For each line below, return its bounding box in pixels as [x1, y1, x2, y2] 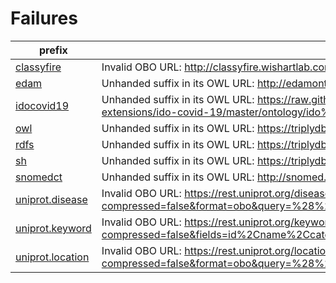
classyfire [15, 60, 62, 74]
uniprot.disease [15, 192, 88, 206]
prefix [39, 43, 68, 57]
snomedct [15, 170, 63, 184]
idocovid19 [15, 98, 70, 112]
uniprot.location [15, 250, 90, 264]
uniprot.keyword [15, 221, 92, 235]
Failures [10, 7, 78, 30]
